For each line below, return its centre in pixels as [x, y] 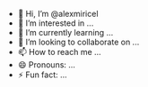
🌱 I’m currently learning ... [65, 32]
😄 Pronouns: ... [47, 65]
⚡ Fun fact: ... [42, 75]
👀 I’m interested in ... [56, 23]
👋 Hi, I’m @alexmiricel [58, 14]
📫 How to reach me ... [59, 52]
